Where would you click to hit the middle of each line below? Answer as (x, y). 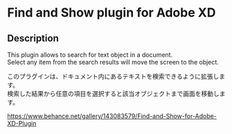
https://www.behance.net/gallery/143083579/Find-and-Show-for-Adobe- (112, 116)
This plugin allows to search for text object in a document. (90, 55)
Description (33, 38)
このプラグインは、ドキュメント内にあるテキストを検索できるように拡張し (113, 76)
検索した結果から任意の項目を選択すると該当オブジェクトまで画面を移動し (113, 94)
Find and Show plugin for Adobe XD (111, 13)
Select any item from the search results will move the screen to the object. (113, 62)
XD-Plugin (22, 123)
